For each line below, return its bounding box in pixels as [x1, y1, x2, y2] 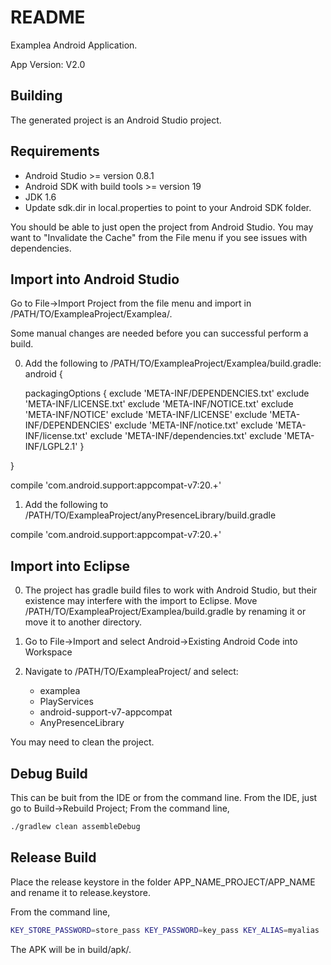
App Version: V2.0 [10, 58, 86, 70]
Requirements [10, 143, 100, 160]
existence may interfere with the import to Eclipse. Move [24, 595, 258, 607]
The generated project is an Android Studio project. [10, 114, 222, 126]
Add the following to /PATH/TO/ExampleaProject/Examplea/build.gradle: [24, 357, 322, 370]
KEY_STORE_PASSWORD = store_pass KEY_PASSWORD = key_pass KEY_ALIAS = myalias [10, 925, 320, 935]
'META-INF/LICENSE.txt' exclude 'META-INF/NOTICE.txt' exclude [24, 398, 294, 410]
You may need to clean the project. [10, 736, 155, 748]
